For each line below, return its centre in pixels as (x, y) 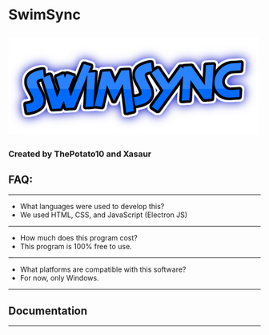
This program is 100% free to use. (76, 247)
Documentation (48, 311)
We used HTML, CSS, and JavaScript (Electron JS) (104, 215)
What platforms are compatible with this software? (103, 269)
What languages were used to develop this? (92, 207)
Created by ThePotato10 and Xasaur (80, 154)
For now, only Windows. (59, 278)
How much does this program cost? (78, 238)
